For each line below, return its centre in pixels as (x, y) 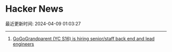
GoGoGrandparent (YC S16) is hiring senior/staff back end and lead (84, 38)
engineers (23, 44)
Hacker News (35, 9)
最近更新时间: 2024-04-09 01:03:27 (43, 23)
